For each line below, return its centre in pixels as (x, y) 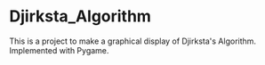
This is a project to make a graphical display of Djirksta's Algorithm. (132, 41)
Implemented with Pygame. (59, 50)
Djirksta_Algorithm (80, 16)
